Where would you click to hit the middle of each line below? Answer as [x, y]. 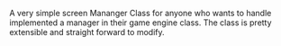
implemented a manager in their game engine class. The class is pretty [140, 23]
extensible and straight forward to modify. [87, 32]
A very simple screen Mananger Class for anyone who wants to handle [140, 13]
